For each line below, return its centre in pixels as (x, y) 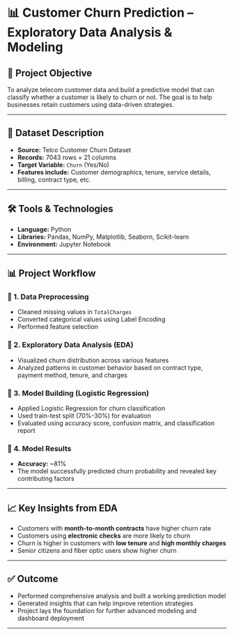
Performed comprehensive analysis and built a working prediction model (122, 596)
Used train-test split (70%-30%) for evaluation (84, 415)
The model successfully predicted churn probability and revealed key (117, 471)
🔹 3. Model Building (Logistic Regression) (78, 393)
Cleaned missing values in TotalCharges (75, 312)
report (26, 430)
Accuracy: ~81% (42, 464)
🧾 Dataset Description (56, 133)
